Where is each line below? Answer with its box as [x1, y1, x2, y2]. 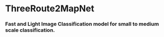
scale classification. [5, 27, 55, 34]
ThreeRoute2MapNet [5, 3, 95, 14]
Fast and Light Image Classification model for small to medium [5, 21, 160, 28]
